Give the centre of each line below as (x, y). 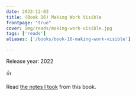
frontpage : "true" (29, 23)
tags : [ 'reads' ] (26, 34)
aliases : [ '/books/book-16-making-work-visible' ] (69, 39)
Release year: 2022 (30, 61)
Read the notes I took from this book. (51, 87)
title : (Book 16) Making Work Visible (54, 17)
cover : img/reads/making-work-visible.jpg (59, 28)
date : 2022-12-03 (27, 12)
